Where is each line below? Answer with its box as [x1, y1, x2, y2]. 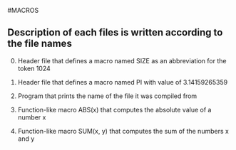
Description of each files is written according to [7, 26, 223, 38]
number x [17, 113, 46, 122]
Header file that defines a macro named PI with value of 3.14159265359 [17, 77, 228, 86]
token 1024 [17, 64, 51, 73]
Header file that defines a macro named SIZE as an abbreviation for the [17, 56, 227, 65]
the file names [7, 38, 73, 50]
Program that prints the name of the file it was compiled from [17, 92, 197, 100]
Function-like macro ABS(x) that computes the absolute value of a [17, 105, 212, 114]
